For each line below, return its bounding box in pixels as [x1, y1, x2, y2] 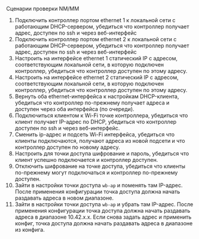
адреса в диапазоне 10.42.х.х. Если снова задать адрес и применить [14, 213, 192, 220]
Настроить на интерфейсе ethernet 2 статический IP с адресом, [14, 74, 179, 81]
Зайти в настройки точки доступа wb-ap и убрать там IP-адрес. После [14, 201, 194, 208]
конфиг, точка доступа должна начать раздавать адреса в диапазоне [14, 220, 193, 226]
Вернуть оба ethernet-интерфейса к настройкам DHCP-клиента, [14, 93, 179, 100]
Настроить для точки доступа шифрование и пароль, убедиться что [14, 150, 189, 157]
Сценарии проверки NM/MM [6, 5, 79, 12]
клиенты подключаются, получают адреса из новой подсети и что [14, 137, 185, 144]
